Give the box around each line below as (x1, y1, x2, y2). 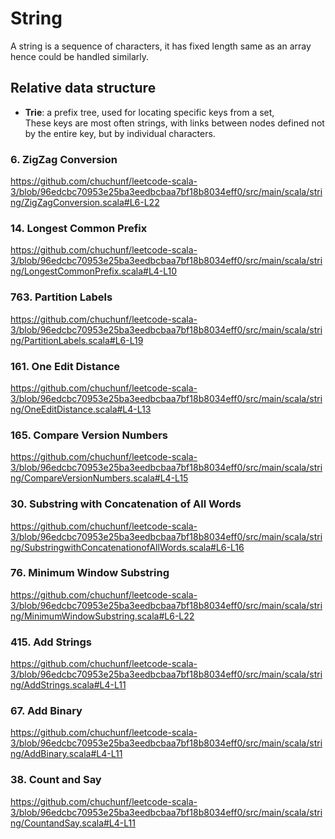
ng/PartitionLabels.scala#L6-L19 (10, 334, 144, 346)
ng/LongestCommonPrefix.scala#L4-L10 (10, 265, 178, 277)
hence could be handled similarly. (10, 50, 150, 62)
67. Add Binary (10, 704, 83, 718)
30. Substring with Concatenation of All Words (10, 497, 242, 511)
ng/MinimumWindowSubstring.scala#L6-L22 (10, 610, 195, 622)
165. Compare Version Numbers (10, 428, 169, 442)
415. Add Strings (10, 635, 93, 649)
